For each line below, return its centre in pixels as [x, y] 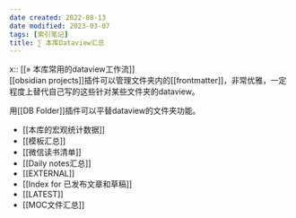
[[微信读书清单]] [52, 153]
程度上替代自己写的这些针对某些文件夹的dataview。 [104, 92]
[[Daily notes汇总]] [57, 163]
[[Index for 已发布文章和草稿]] [77, 184]
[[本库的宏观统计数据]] [64, 130]
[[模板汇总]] [44, 141]
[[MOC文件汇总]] [53, 205]
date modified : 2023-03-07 [60, 26]
